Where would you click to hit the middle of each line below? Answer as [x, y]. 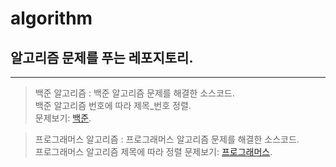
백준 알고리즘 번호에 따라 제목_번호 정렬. [113, 105]
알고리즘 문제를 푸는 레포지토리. [102, 57]
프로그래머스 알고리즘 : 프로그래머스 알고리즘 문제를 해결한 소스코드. [167, 139]
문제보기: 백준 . [63, 118]
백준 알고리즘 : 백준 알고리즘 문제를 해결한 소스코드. [134, 93]
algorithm [51, 18]
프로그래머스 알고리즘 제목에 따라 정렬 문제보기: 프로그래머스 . [153, 151]
